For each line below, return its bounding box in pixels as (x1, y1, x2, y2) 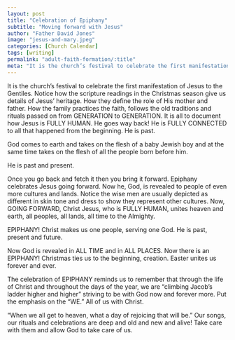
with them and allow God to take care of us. (7, 325, 133, 334)
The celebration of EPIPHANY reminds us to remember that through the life (7, 275, 224, 283)
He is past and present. (7, 161, 75, 169)
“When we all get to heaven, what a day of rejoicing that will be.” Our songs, (7, 311, 226, 319)
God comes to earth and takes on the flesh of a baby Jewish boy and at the (7, 140, 225, 148)
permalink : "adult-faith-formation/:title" (7, 56, 136, 63)
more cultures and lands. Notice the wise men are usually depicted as (7, 189, 208, 198)
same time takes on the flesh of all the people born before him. (7, 147, 189, 156)
